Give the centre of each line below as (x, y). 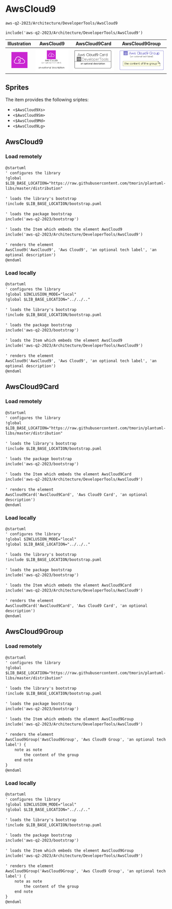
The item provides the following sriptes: (47, 100)
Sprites (17, 87)
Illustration (19, 44)
